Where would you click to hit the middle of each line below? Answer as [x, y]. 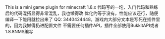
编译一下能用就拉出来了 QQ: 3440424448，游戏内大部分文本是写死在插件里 [83, 19]
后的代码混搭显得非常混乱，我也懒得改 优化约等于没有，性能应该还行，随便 [82, 13]
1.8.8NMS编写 [19, 31]
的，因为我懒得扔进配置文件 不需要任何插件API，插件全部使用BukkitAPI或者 [82, 25]
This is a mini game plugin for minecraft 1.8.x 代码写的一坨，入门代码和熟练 [82, 7]
